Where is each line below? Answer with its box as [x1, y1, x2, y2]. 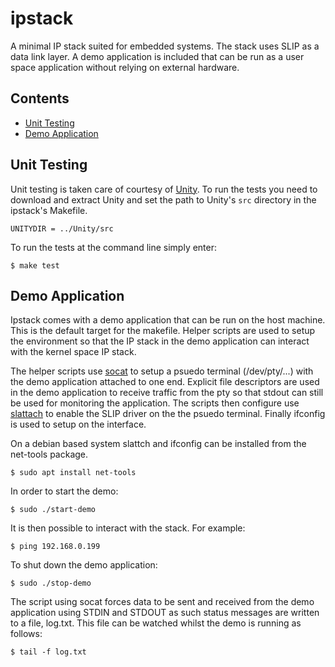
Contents [10, 90, 70, 107]
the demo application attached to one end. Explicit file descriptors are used [10, 376, 320, 388]
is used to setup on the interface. [10, 418, 147, 431]
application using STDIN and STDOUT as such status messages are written [10, 607, 320, 619]
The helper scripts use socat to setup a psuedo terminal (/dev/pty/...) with [10, 365, 314, 377]
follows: [10, 628, 43, 640]
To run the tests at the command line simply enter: [10, 241, 218, 253]
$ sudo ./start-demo [10, 505, 97, 515]
